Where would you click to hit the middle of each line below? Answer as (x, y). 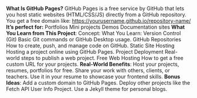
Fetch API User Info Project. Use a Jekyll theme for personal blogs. (87, 89)
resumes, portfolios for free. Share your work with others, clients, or (88, 70)
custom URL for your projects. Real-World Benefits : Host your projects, (93, 64)
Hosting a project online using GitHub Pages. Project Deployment (85, 52)
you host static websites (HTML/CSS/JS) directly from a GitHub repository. (96, 15)
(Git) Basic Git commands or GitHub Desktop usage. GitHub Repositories (94, 39)
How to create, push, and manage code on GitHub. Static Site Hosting (90, 45)
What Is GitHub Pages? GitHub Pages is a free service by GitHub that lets (95, 8)
